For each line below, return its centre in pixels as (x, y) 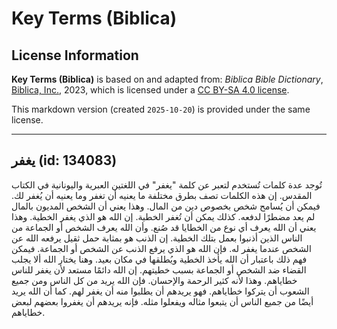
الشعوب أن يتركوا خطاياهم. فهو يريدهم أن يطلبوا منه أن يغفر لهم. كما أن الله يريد (160, 291)
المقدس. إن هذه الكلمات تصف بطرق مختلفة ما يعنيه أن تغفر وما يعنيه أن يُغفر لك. (162, 195)
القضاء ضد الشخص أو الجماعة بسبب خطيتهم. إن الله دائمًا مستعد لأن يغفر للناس (159, 269)
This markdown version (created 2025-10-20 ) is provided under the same (161, 109)
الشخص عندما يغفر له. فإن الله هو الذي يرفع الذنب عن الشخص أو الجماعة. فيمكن (161, 248)
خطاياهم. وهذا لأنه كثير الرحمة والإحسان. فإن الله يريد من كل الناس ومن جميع (154, 280)
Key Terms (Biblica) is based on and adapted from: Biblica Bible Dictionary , (167, 79)
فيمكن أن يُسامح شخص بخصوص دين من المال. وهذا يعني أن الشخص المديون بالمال (166, 206)
